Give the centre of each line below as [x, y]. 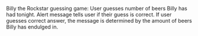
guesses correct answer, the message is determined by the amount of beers [99, 21]
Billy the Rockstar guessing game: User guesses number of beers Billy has [97, 8]
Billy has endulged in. [32, 27]
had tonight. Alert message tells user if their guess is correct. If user [89, 15]
